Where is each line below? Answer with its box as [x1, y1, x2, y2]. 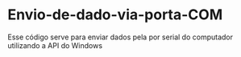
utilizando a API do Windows [7, 40, 102, 50]
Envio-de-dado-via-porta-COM [7, 6, 223, 24]
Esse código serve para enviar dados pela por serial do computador [7, 32, 234, 42]
